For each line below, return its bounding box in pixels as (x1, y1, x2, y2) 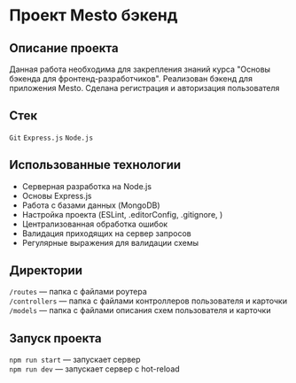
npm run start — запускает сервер (9, 355, 141, 365)
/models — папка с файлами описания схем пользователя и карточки (9, 305, 271, 316)
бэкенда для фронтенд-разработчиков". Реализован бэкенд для (9, 73, 253, 84)
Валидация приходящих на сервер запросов (21, 227, 192, 239)
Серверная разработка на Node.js (21, 180, 152, 191)
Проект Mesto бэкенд (9, 5, 178, 26)
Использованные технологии (9, 157, 182, 172)
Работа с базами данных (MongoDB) (21, 200, 161, 211)
